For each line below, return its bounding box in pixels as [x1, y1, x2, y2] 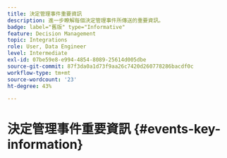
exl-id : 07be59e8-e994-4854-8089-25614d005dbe [7, 56, 147, 63]
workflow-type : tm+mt [7, 69, 71, 76]
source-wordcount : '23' [7, 75, 78, 83]
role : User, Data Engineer [7, 43, 87, 50]
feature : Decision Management [7, 30, 97, 37]
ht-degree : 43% [7, 83, 52, 90]
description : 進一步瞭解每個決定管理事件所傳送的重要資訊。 [7, 17, 164, 24]
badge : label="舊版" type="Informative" [7, 23, 125, 30]
